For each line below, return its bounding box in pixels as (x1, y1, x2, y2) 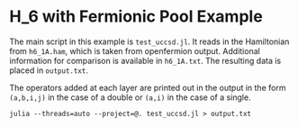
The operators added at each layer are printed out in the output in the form (9, 82, 286, 93)
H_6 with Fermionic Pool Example (9, 6, 263, 27)
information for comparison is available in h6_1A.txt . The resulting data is (9, 55, 282, 66)
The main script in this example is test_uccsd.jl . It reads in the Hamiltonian (9, 36, 290, 47)
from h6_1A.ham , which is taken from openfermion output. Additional (9, 45, 261, 56)
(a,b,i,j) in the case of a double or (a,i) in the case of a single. (9, 92, 251, 103)
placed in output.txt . (9, 65, 88, 76)
